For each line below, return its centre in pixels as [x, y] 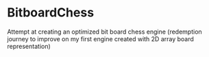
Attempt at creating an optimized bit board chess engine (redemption [104, 32]
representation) [29, 46]
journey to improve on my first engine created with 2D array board [100, 38]
